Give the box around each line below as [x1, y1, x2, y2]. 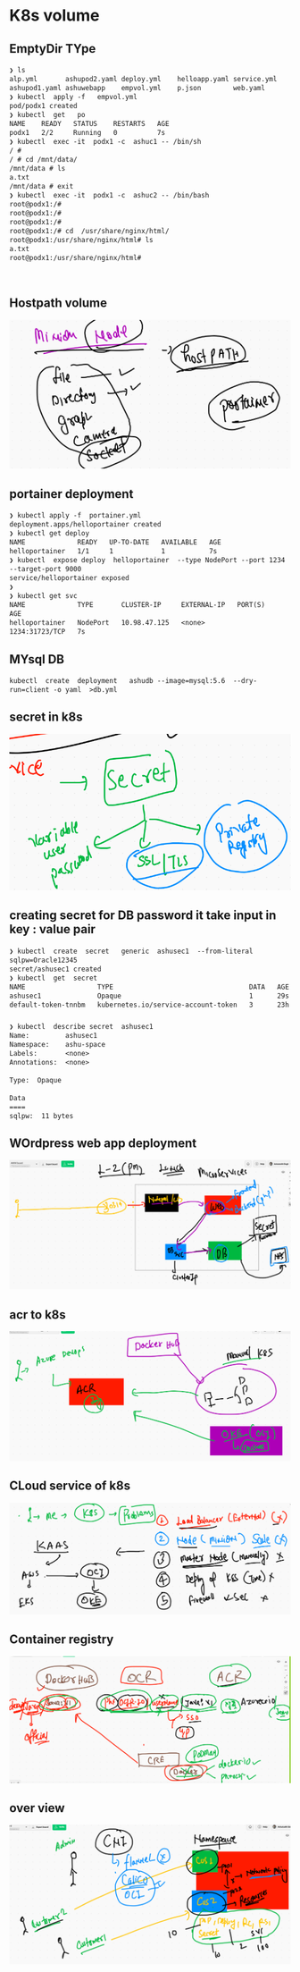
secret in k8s [9, 710, 83, 725]
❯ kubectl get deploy [9, 529, 90, 538]
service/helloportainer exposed [9, 574, 129, 583]
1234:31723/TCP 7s [9, 628, 87, 636]
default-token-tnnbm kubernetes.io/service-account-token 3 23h [9, 1000, 290, 1009]
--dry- [232, 676, 257, 685]
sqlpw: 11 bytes [9, 1111, 74, 1120]
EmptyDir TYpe [9, 41, 96, 56]
